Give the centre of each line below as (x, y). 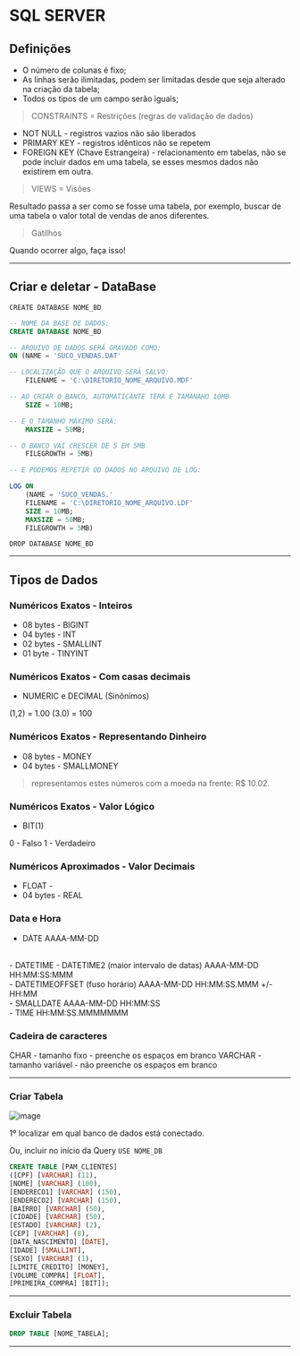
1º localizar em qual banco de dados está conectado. (107, 1133)
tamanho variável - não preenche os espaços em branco (113, 1064)
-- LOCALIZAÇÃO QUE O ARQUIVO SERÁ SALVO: (89, 373)
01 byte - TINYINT (55, 654)
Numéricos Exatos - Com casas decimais (100, 677)
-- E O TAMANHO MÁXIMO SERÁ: (63, 421)
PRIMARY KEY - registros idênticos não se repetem (117, 143)
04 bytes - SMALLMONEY (70, 766)
